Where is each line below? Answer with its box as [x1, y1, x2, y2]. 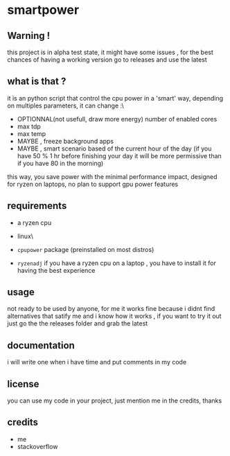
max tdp [17, 122, 42, 130]
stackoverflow [17, 442, 58, 450]
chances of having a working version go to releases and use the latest [7, 56, 208, 64]
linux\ [17, 232, 33, 240]
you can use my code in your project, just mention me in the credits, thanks [7, 396, 222, 405]
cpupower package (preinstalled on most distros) [17, 245, 154, 253]
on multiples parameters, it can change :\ [7, 101, 124, 110]
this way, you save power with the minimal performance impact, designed [7, 172, 218, 180]
